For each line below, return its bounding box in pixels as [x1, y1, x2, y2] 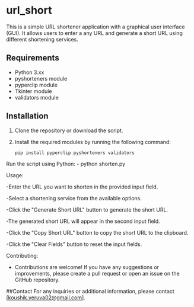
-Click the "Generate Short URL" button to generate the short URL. [6, 206, 168, 213]
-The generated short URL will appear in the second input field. [6, 218, 160, 225]
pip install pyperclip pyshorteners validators [14, 149, 135, 156]
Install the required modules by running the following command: [14, 138, 171, 145]
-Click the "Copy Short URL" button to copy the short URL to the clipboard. [6, 229, 189, 236]
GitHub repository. [14, 276, 60, 283]
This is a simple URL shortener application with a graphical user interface [6, 23, 185, 30]
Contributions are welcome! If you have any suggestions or [14, 263, 159, 270]
